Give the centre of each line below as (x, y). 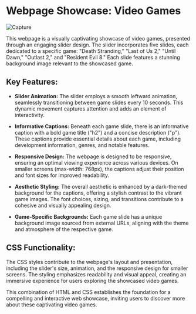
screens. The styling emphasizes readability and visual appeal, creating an (96, 274)
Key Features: (32, 82)
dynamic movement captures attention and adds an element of (90, 108)
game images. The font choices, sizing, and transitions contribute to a (99, 199)
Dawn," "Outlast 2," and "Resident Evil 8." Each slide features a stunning (93, 57)
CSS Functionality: (41, 248)
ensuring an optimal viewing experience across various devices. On (97, 162)
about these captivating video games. (52, 305)
